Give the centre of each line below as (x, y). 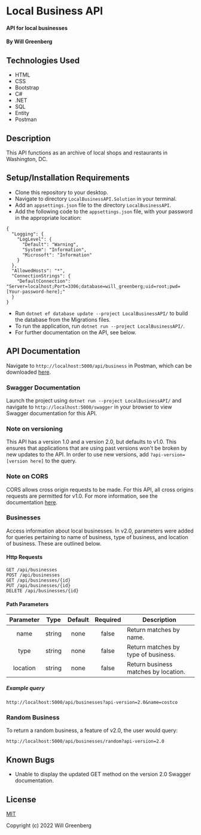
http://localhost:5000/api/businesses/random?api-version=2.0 (85, 742)
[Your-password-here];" (36, 292)
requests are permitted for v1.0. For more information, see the (82, 496)
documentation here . (32, 502)
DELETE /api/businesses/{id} (42, 591)
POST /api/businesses (33, 575)
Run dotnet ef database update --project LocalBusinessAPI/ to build (101, 313)
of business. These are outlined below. (54, 543)
